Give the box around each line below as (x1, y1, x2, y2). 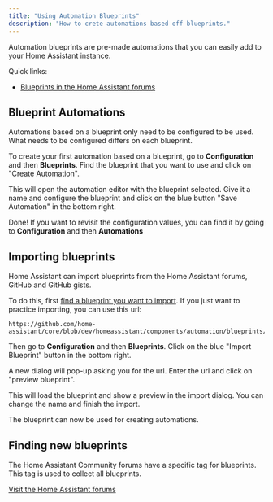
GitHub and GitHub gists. (8, 280, 92, 290)
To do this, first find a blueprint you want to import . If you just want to (8, 296, 240, 306)
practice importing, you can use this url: (8, 304, 142, 314)
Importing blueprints (8, 250, 115, 264)
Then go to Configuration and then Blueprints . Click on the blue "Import (8, 342, 252, 351)
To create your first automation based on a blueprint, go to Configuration (8, 151, 254, 161)
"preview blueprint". (8, 375, 76, 385)
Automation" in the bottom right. (8, 202, 116, 212)
